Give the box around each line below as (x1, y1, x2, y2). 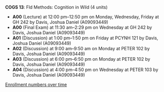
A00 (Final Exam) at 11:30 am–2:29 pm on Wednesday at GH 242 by (12, 24, 152, 30)
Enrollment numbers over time (5, 82, 67, 88)
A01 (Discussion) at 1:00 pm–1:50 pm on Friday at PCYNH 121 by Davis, (12, 35, 159, 41)
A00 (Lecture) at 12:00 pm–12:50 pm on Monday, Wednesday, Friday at (12, 14, 159, 19)
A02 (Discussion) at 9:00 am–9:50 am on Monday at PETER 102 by (12, 46, 150, 51)
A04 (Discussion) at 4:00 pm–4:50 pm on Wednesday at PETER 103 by (12, 67, 159, 73)
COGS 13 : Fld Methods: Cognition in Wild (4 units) (5, 4, 108, 10)
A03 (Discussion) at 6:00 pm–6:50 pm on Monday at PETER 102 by (12, 56, 151, 62)
